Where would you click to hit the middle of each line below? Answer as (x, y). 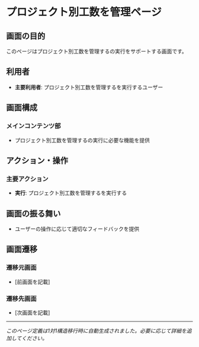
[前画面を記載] (32, 282)
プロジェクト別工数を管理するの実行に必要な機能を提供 (82, 140)
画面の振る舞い (33, 213)
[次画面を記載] (32, 313)
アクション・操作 (37, 160)
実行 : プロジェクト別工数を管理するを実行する (71, 193)
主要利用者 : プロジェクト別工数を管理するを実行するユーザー (89, 87)
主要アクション (27, 179)
